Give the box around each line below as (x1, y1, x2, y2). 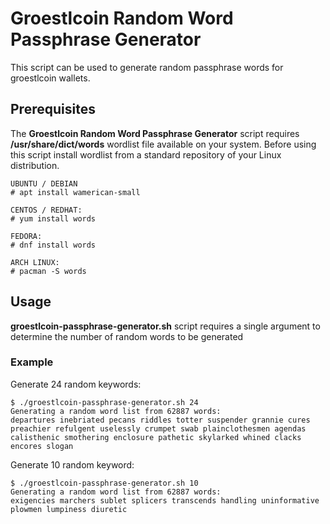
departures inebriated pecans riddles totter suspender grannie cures (10, 415, 311, 425)
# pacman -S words (10, 266, 87, 276)
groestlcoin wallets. (10, 72, 91, 84)
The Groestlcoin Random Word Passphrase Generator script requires (10, 127, 300, 139)
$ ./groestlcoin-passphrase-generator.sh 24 (10, 397, 199, 407)
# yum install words (10, 213, 97, 224)
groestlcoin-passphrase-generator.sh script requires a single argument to (10, 320, 321, 332)
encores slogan (10, 441, 74, 451)
